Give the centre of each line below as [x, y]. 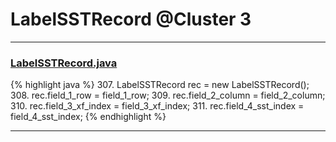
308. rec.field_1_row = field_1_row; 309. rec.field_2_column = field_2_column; [168, 95]
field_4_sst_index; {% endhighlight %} [88, 117]
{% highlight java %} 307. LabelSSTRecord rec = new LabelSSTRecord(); [160, 85]
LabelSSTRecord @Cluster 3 [131, 19]
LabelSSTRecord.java [64, 63]
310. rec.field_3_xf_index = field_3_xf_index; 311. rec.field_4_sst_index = [157, 106]
